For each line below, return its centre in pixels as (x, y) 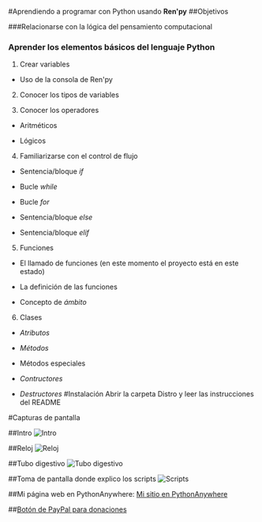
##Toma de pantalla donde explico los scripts (82, 479)
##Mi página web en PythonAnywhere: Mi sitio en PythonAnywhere (118, 494)
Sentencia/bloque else (56, 217)
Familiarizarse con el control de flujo (79, 156)
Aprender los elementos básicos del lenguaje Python (112, 47)
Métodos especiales (52, 363)
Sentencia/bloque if (52, 171)
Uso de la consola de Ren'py (66, 80)
